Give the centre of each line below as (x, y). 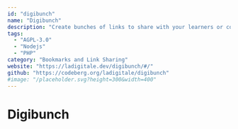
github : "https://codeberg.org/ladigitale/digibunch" (89, 73)
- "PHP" (25, 54)
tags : (15, 33)
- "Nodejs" (30, 47)
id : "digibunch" (31, 14)
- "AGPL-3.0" (33, 40)
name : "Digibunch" (34, 20)
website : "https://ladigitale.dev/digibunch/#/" (80, 66)
